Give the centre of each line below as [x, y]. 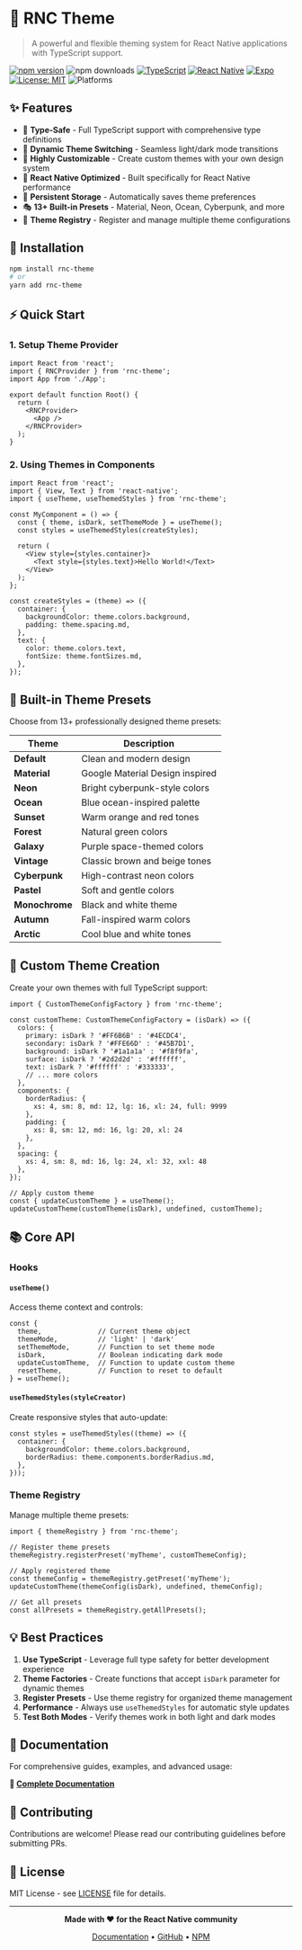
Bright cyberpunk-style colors [145, 788]
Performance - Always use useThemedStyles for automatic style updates [156, 1707]
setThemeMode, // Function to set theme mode [116, 1347]
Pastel [27, 890]
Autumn [31, 919]
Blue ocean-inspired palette [140, 802]
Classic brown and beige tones [146, 861]
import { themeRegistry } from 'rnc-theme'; [94, 1531]
